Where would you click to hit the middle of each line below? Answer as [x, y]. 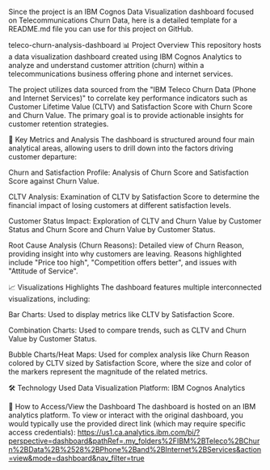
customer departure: [43, 157]
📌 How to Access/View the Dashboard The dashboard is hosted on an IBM [132, 406]
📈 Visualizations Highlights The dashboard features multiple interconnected [135, 287]
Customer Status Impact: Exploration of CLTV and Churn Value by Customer [135, 221]
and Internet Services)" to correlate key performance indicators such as [128, 98]
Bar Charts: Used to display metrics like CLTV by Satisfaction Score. [122, 314]
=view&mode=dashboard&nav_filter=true [76, 458]
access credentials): [42, 432]
